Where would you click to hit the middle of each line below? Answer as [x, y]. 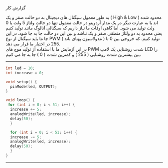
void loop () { [20, 100]
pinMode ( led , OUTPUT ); [34, 86]
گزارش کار [16, 8]
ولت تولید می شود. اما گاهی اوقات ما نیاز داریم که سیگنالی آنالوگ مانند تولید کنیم [80, 28]
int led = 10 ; [20, 68]
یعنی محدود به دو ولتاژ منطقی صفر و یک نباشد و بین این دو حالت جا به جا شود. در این [84, 33]
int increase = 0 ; [25, 73]
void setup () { [21, 82]
